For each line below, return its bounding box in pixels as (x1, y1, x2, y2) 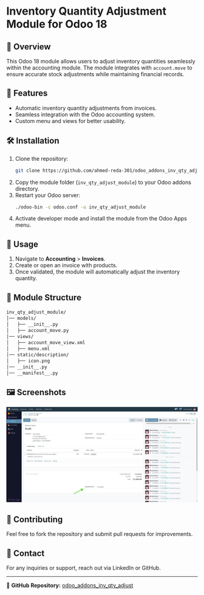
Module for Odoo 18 (6, 17, 107, 31)
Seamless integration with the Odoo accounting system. (15, 111, 155, 118)
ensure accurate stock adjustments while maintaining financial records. (6, 71, 185, 77)
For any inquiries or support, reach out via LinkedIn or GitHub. (6, 564, 161, 571)
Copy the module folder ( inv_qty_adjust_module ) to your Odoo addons (15, 178, 191, 186)
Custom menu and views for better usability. (15, 117, 126, 124)
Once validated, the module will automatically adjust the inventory (15, 268, 180, 275)
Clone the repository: (15, 155, 69, 162)
